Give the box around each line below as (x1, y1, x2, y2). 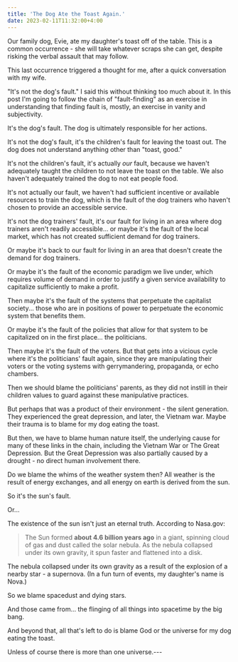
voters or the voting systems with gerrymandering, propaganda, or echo (7, 362, 219, 370)
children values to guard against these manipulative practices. (7, 390, 190, 399)
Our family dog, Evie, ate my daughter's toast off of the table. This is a (7, 36, 213, 45)
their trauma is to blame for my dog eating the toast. (7, 419, 160, 428)
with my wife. (7, 73, 47, 82)
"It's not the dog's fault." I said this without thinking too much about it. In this (7, 87, 232, 96)
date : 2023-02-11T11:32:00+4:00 (7, 17, 103, 24)
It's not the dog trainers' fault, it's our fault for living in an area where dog (7, 217, 222, 225)
